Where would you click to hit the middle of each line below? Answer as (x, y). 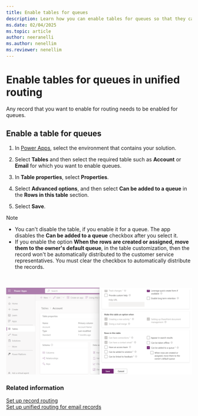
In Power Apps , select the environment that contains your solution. (95, 148)
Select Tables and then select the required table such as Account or (98, 159)
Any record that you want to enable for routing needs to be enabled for (92, 109)
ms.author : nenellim (32, 44)
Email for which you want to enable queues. (68, 165)
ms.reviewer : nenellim (34, 50)
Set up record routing (32, 401)
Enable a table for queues (54, 134)
